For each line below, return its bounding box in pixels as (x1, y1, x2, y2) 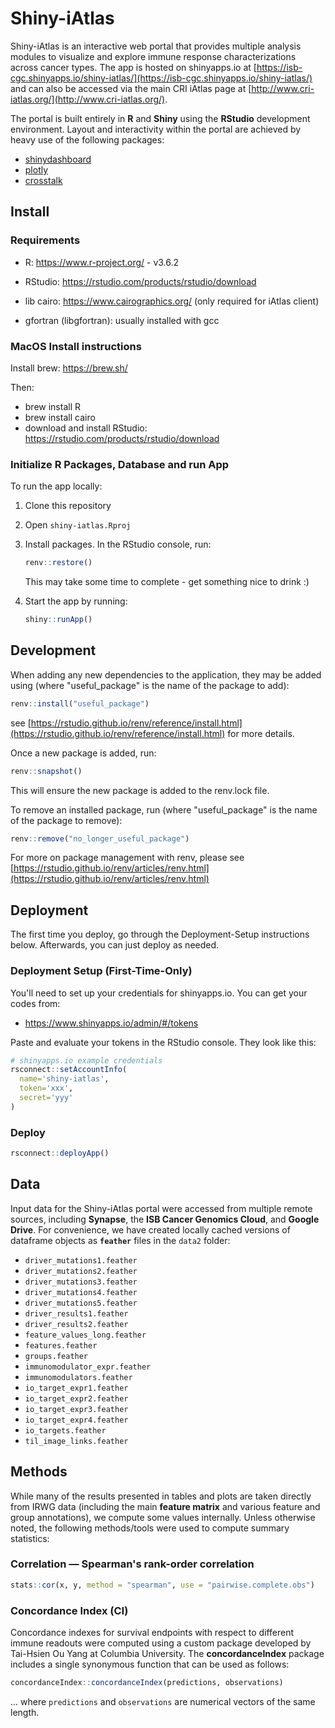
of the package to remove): (10, 814, 123, 826)
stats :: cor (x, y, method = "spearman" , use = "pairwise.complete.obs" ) (10, 1580, 315, 1590)
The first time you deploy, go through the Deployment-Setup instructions (10, 928, 310, 941)
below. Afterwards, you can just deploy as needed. (10, 939, 220, 951)
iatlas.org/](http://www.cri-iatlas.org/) (10, 93, 166, 105)
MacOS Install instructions (10, 339, 142, 353)
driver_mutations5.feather (24, 1298, 138, 1308)
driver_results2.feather (24, 1319, 129, 1329)
